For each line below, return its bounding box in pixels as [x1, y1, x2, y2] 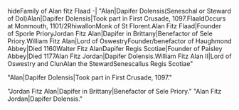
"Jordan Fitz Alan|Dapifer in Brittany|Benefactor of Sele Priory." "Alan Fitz [7, 87, 222, 95]
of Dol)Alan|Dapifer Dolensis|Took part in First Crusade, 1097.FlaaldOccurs [7, 14, 226, 23]
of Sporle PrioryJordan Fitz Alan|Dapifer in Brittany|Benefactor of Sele [7, 29, 213, 38]
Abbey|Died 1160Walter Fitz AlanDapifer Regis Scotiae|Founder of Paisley [7, 45, 223, 53]
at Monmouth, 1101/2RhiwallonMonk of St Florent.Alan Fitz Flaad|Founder [7, 22, 222, 30]
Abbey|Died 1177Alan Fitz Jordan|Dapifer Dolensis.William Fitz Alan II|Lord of [7, 52, 232, 60]
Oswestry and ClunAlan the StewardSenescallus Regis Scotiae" [7, 60, 193, 67]
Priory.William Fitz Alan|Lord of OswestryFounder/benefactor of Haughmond [7, 37, 232, 45]
